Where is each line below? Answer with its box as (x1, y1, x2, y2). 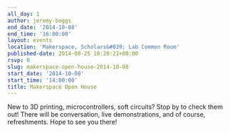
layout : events (7, 37, 53, 44)
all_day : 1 (7, 10, 40, 18)
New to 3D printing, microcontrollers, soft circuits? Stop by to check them (7, 102, 223, 111)
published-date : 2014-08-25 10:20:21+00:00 (7, 50, 139, 58)
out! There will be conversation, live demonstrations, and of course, (7, 110, 206, 119)
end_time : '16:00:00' (7, 30, 72, 38)
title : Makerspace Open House (7, 83, 98, 90)
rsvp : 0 (7, 57, 31, 64)
